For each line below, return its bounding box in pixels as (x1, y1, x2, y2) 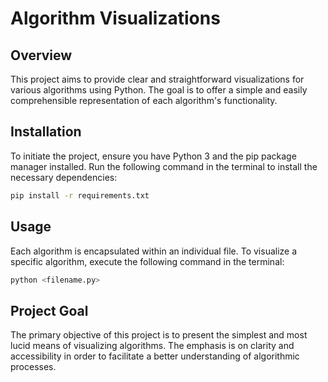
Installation (10, 123, 82, 141)
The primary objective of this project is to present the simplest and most (10, 329, 308, 341)
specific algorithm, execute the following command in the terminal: (10, 255, 285, 267)
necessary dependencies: (10, 171, 118, 183)
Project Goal (10, 302, 89, 319)
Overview (10, 47, 73, 64)
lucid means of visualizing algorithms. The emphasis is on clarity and (10, 340, 295, 352)
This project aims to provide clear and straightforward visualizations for (10, 73, 305, 85)
